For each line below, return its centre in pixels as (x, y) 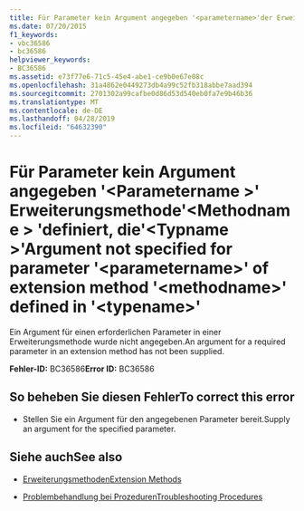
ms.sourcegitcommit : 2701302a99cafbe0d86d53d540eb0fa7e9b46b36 (131, 93)
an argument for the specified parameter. (99, 429)
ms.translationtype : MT (54, 102)
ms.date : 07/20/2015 (48, 26)
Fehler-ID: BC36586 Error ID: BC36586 (82, 369)
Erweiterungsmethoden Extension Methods (102, 479)
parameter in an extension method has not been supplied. (117, 351)
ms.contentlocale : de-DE (56, 111)
